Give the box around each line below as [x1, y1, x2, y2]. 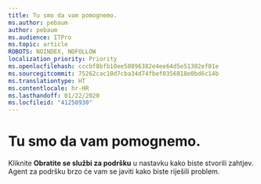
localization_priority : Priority [8, 56, 118, 63]
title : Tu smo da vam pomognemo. [8, 11, 118, 20]
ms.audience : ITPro [8, 33, 72, 41]
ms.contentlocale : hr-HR [8, 84, 89, 92]
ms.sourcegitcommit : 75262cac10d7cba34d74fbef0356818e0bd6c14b [8, 70, 219, 78]
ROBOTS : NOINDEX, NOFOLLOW [8, 48, 96, 56]
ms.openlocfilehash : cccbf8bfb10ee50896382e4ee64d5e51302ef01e [8, 63, 219, 70]
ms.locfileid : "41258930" [8, 99, 92, 106]
